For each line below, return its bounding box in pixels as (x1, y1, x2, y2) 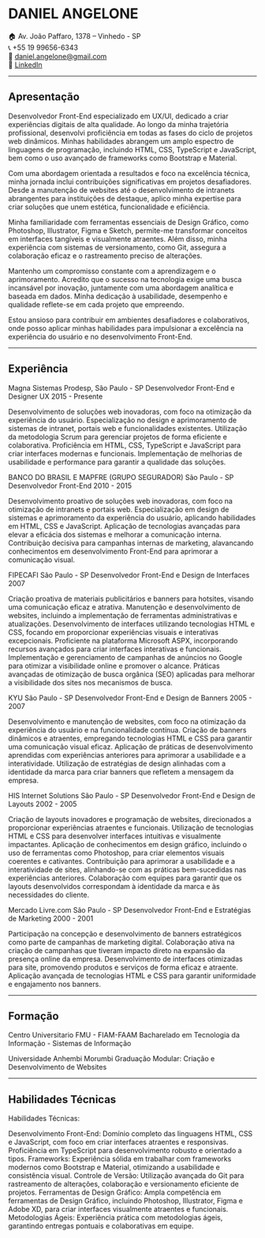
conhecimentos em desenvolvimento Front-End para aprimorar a (8, 546, 218, 556)
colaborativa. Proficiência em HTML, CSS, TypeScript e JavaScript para (8, 440, 241, 450)
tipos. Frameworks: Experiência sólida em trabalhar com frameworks (8, 1154, 232, 1164)
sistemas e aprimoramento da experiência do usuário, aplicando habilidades (8, 512, 256, 522)
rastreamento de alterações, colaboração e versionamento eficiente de (8, 1180, 239, 1189)
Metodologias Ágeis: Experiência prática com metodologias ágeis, (8, 1213, 223, 1222)
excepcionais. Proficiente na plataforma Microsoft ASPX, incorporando (8, 636, 238, 645)
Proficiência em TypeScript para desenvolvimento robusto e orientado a (8, 1146, 242, 1155)
